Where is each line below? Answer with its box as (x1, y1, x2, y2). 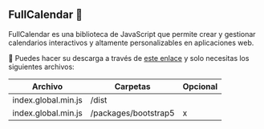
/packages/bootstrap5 (90, 107, 175, 119)
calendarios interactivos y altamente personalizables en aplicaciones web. (8, 38, 254, 47)
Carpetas (114, 81, 151, 92)
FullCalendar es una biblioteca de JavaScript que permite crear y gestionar (8, 29, 256, 38)
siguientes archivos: (8, 62, 75, 71)
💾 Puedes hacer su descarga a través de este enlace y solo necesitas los (8, 53, 250, 62)
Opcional (182, 81, 218, 92)
